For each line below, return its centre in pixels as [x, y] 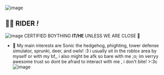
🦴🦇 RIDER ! [22, 23]
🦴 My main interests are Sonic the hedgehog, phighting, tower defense [86, 45]
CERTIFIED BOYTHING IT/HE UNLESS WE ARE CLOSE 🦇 [82, 36]
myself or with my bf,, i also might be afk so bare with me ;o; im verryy [85, 56]
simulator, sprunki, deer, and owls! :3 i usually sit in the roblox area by [85, 51]
